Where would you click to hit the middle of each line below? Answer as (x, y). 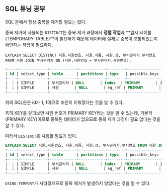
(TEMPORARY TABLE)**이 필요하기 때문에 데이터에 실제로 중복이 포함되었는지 (82, 38)
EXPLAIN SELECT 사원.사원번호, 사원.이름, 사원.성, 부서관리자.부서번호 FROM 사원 (81, 146)
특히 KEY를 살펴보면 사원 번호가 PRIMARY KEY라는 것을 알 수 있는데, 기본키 (79, 113)
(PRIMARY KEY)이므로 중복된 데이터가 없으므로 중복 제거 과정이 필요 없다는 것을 (83, 119)
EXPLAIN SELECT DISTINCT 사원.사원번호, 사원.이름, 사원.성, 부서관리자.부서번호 (81, 55)
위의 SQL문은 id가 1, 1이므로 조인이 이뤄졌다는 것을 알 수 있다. (65, 102)
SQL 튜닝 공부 (25, 9)
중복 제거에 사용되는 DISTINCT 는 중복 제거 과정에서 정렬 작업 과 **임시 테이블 (78, 32)
